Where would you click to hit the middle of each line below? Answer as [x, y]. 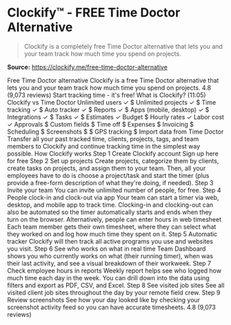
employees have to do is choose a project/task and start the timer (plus [108, 175]
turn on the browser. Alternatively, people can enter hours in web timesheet [114, 219]
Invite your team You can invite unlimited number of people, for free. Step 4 [114, 190]
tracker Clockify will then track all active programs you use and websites [110, 241]
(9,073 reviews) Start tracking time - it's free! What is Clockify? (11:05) [107, 95]
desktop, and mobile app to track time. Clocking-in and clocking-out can [110, 205]
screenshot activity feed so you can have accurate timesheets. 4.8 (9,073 [111, 307]
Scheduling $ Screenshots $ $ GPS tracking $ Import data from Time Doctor [115, 132]
